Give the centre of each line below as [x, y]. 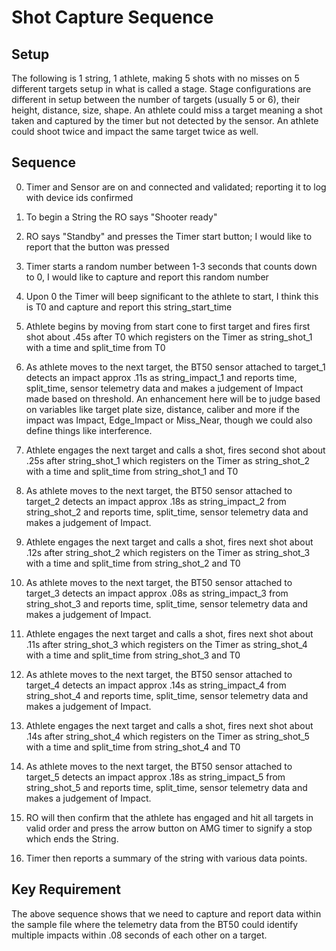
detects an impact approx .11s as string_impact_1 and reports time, [161, 377]
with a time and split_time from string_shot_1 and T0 [132, 471]
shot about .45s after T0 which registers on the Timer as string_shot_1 [169, 337]
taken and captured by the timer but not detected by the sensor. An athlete [165, 120]
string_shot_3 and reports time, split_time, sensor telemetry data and [167, 603]
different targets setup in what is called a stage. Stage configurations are [161, 89]
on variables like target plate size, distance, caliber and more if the [162, 409]
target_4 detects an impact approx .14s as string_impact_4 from [156, 685]
